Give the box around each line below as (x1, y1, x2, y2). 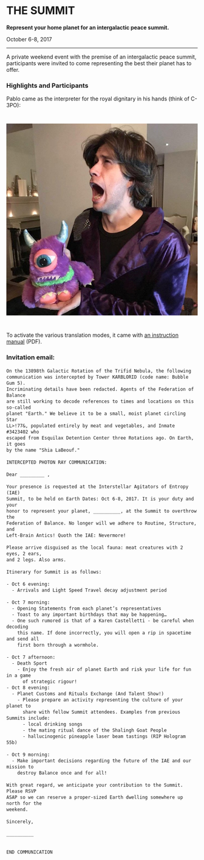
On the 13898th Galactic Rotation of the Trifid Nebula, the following (6, 368, 191, 374)
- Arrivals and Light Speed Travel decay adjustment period (12, 587, 167, 593)
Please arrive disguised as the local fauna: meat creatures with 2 (6, 545, 183, 551)
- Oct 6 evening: (6, 581, 50, 587)
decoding (6, 624, 29, 630)
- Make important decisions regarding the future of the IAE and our (12, 758, 191, 764)
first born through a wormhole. (17, 642, 99, 648)
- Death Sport (12, 660, 47, 666)
